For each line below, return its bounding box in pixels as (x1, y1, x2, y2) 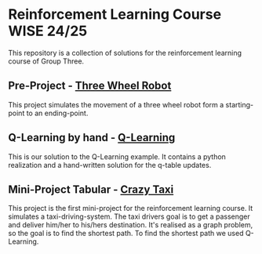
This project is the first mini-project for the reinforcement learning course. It (8, 204, 253, 213)
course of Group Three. (8, 56, 85, 66)
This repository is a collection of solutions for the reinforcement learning (8, 48, 242, 57)
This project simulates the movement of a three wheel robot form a (8, 100, 224, 109)
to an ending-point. (26, 108, 89, 118)
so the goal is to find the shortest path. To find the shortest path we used (8, 229, 244, 238)
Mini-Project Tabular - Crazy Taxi (8, 183, 174, 196)
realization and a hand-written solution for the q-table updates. (8, 160, 212, 169)
